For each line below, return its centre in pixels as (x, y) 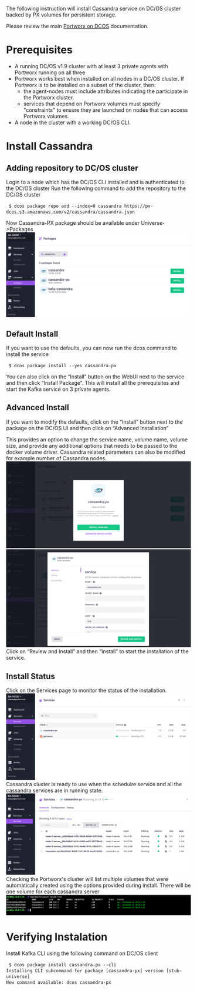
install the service (27, 354)
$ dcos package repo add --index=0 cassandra (65, 206)
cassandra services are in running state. (55, 790)
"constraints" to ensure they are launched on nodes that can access (106, 110)
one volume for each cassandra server (53, 892)
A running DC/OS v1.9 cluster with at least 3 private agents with (91, 66)
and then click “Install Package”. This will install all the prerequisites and (93, 383)
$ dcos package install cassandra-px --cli (62, 965)
